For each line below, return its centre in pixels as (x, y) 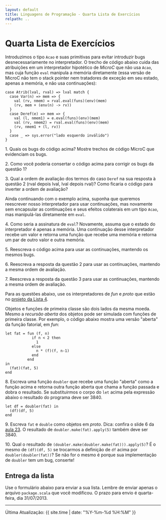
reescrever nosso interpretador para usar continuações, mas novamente (79, 204)
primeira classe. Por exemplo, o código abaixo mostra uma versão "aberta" (82, 319)
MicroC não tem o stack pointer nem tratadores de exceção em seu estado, (82, 78)
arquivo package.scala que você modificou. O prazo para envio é (71, 493)
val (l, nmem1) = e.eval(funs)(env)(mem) (57, 118)
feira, (10, 498)
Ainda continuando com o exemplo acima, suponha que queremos (73, 199)
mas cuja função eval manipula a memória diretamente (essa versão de (78, 73)
